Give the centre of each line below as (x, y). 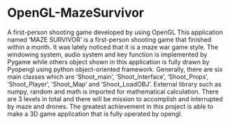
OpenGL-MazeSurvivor (76, 13)
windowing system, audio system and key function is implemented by (107, 54)
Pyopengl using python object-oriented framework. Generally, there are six (115, 69)
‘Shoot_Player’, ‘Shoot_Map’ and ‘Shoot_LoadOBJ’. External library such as (114, 84)
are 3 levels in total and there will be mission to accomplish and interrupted (115, 98)
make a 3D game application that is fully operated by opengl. (95, 114)
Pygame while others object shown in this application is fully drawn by (108, 61)
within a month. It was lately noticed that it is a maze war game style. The (113, 47)
